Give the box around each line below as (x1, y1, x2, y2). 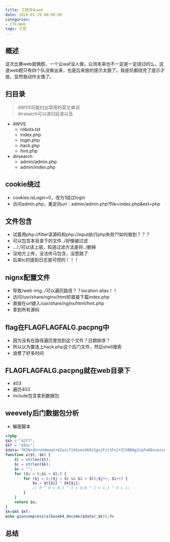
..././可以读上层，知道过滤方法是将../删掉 (12, 244, 96, 250)
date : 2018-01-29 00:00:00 (5, 12, 62, 17)
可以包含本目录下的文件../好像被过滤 (12, 238, 88, 244)
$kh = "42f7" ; (5, 438, 35, 443)
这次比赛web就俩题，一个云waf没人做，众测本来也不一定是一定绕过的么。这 (5, 60, 164, 67)
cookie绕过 (5, 180, 40, 188)
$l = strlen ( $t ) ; (14, 457, 51, 462)
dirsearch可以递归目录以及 (17, 110, 73, 117)
